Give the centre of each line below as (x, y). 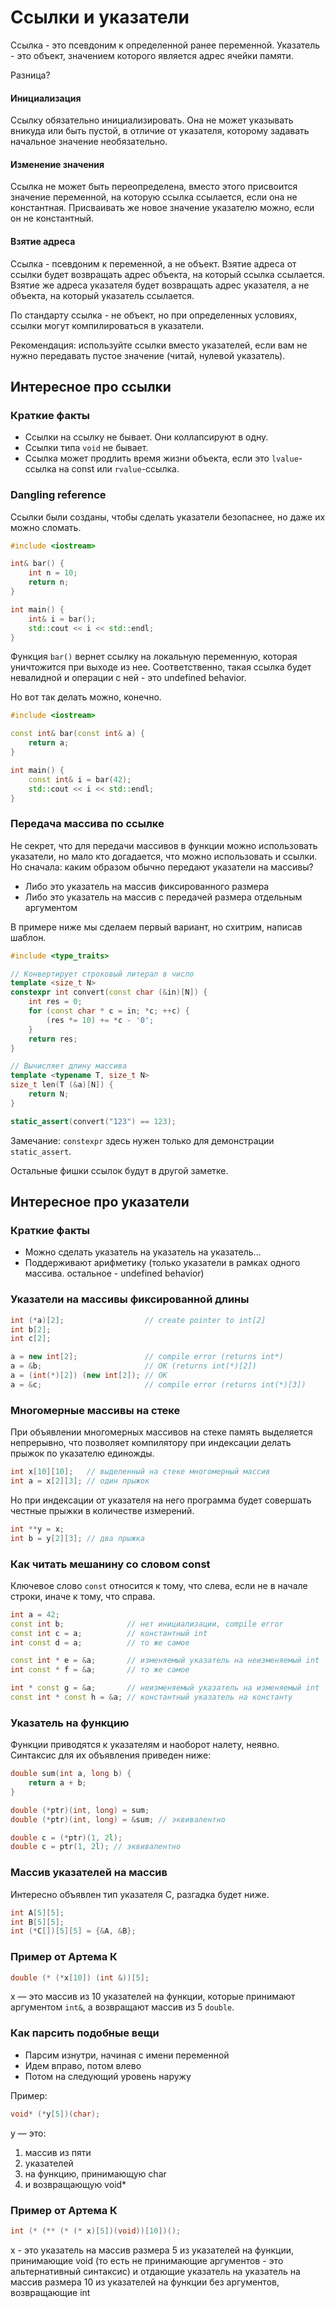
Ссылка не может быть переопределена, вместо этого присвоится (154, 187)
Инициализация (46, 98)
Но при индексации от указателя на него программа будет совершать (161, 1500)
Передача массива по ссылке (87, 824)
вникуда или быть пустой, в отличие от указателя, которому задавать (160, 131)
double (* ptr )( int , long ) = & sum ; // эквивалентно (118, 1819)
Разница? (30, 75)
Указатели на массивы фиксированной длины (130, 1299)
